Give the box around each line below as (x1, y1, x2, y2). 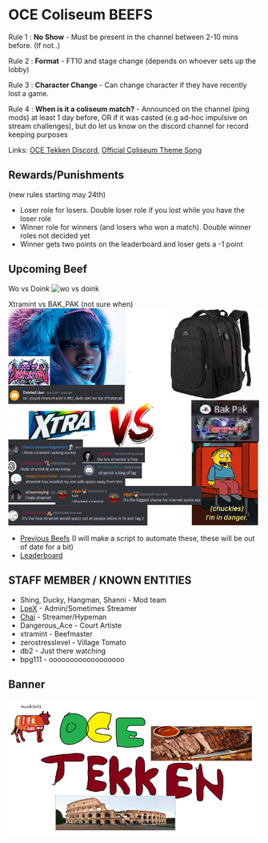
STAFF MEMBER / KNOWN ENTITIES (8, 574, 192, 588)
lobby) (8, 64, 30, 74)
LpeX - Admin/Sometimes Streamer (19, 603, 138, 613)
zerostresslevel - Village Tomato (19, 637, 126, 647)
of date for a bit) (19, 542, 74, 552)
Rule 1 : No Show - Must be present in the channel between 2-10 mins (8, 32, 238, 42)
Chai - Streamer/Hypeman (19, 612, 107, 621)
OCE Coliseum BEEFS (8, 6, 154, 24)
